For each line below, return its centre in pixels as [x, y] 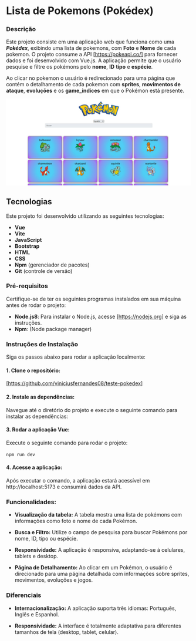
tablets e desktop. [36, 556]
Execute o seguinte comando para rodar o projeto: [67, 443]
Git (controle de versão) [43, 271]
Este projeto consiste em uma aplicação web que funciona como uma [90, 42]
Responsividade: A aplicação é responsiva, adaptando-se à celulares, [100, 550]
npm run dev [21, 454]
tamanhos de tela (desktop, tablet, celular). [66, 632]
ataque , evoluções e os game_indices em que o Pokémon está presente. [95, 91]
